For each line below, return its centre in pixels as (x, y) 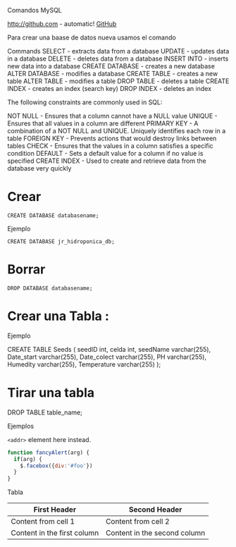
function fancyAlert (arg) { (49, 453)
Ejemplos (20, 426)
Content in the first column (55, 533)
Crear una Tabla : (58, 316)
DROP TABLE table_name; (45, 412)
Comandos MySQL (35, 10)
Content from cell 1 (43, 522)
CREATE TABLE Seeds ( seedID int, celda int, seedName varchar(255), (109, 349)
